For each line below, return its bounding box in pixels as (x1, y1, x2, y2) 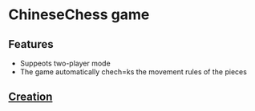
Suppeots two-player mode (19, 58, 111, 68)
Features (8, 38, 54, 51)
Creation (8, 90, 53, 104)
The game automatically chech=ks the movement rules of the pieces (19, 67, 247, 77)
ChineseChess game (8, 6, 150, 24)
